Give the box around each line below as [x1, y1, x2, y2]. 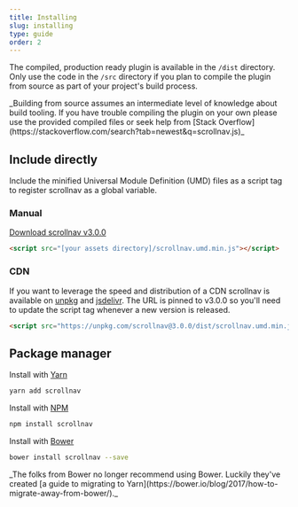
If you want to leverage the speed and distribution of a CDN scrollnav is [9, 285, 271, 296]
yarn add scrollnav [9, 386, 82, 395]
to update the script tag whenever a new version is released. [9, 304, 231, 315]
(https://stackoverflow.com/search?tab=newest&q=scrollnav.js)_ [9, 126, 245, 137]
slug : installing [9, 21, 74, 30]
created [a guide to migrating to [9, 478, 125, 488]
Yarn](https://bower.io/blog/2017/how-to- [126, 478, 278, 488]
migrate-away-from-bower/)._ [9, 487, 118, 498]
